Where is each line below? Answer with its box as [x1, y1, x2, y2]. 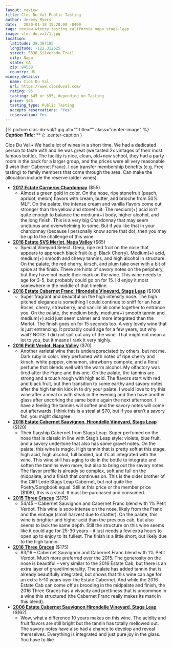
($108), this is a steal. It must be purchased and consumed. [20, 489, 146, 495]
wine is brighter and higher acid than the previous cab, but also [20, 516, 154, 523]
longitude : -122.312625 [10, 46, 60, 51]
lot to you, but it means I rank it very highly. [20, 337, 112, 343]
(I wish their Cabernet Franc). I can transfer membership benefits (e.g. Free [5, 164, 164, 170]
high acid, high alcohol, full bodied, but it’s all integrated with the [20, 451, 157, 457]
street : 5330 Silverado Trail [10, 50, 74, 55]
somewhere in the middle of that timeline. [20, 282, 108, 289]
